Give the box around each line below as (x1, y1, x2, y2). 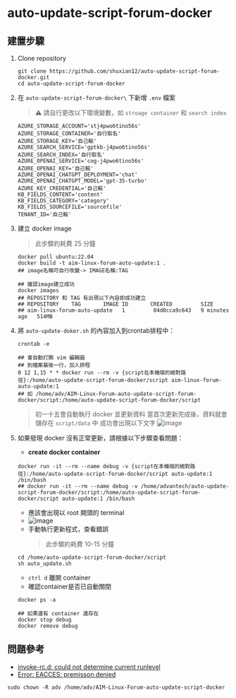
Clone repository (17, 54, 67, 62)
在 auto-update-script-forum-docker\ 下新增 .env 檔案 (17, 93, 176, 102)
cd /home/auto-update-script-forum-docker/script (17, 554, 167, 561)
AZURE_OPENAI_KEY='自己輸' (17, 165, 94, 172)
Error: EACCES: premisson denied (17, 670, 116, 678)
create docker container (27, 448, 101, 456)
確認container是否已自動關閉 (27, 582, 111, 591)
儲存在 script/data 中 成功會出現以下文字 (35, 419, 156, 427)
